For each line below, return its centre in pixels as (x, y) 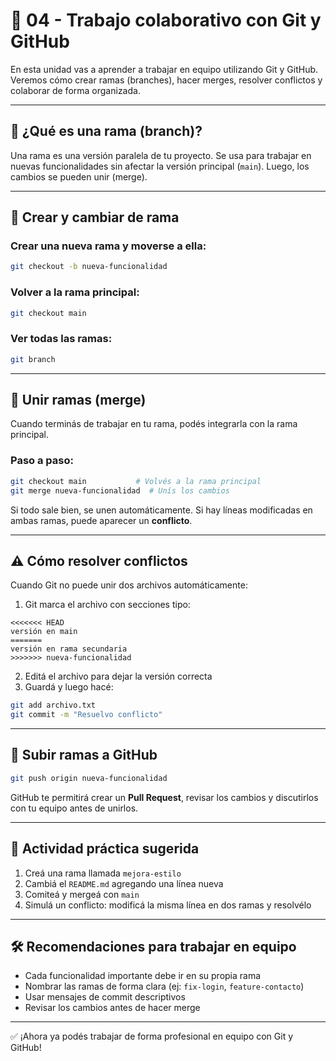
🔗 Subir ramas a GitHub (84, 755)
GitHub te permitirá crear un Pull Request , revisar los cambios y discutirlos (164, 797)
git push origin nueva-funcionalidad (89, 778)
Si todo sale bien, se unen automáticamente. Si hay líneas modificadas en (161, 510)
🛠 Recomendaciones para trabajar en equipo (153, 946)
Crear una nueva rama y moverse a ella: (108, 246)
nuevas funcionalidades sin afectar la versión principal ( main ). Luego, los (160, 166)
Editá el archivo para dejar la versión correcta (118, 676)
